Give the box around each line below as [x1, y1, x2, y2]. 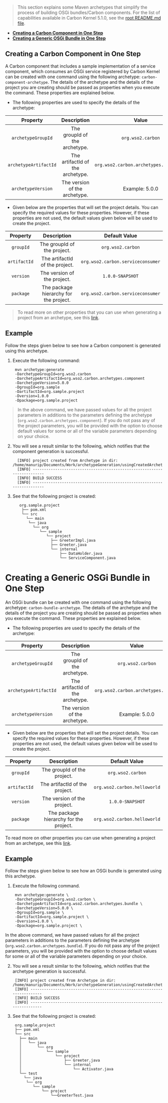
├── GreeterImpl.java [50, 538, 96, 543]
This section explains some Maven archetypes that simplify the [17, 5, 147, 10]
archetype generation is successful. [12, 968, 86, 974]
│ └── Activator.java [19, 1067, 113, 1072]
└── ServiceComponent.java [59, 555, 116, 560]
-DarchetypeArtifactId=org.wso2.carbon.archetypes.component [14, 376, 145, 381]
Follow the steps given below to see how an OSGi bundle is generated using [5, 868, 161, 874]
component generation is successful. [12, 448, 89, 454]
